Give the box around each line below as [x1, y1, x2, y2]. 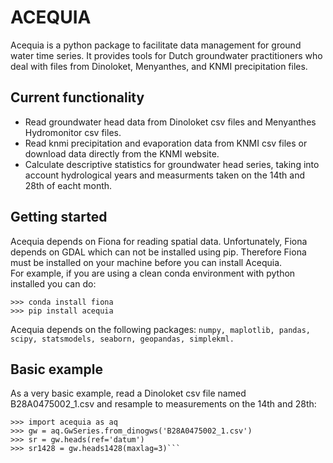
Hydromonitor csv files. [24, 126, 122, 138]
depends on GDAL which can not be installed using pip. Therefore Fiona [10, 246, 307, 258]
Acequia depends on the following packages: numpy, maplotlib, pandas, [10, 323, 311, 335]
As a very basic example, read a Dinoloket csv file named [10, 387, 247, 400]
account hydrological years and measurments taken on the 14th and [24, 169, 305, 181]
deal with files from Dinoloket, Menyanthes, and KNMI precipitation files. [10, 60, 308, 72]
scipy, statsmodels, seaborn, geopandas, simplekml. [10, 334, 235, 344]
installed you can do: [10, 277, 97, 290]
